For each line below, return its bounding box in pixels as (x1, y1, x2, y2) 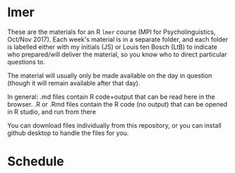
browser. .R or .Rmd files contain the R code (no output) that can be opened (7, 100, 228, 108)
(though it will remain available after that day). (7, 78, 140, 87)
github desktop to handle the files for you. (7, 129, 129, 137)
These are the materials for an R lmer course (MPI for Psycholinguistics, (7, 28, 216, 36)
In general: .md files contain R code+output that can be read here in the (7, 93, 215, 101)
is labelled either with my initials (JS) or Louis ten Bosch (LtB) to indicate (7, 42, 217, 51)
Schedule (7, 153, 65, 169)
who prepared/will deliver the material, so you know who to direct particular (7, 50, 227, 59)
